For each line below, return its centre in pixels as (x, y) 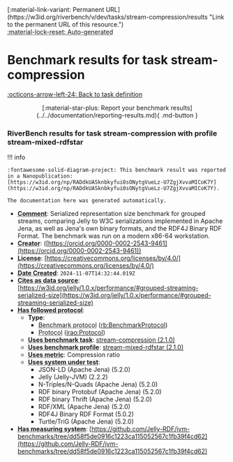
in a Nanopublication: (40, 176)
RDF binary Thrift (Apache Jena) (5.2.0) (95, 399)
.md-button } (180, 115)
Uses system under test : (64, 362)
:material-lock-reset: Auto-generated (60, 32)
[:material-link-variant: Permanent (56, 9)
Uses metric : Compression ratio (74, 355)
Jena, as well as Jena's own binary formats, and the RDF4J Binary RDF (119, 229)
